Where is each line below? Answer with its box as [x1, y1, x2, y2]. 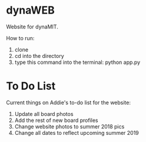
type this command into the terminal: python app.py [14, 59, 141, 66]
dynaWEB [6, 4, 55, 17]
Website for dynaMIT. [6, 23, 59, 30]
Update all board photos [14, 110, 74, 117]
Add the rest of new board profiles [14, 117, 98, 124]
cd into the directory [14, 52, 65, 59]
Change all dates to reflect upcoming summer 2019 [14, 129, 140, 136]
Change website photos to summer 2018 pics [14, 122, 125, 130]
